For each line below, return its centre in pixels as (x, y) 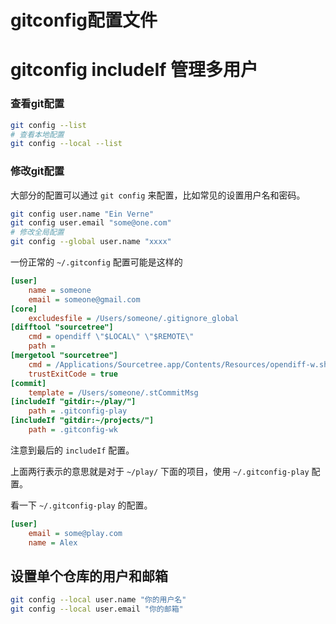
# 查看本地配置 (37, 134)
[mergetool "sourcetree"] (64, 356)
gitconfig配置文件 (84, 20)
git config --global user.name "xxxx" (91, 242)
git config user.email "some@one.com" (91, 223)
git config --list (48, 125)
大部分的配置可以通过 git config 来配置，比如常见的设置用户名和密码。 (158, 195)
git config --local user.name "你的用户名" (98, 600)
